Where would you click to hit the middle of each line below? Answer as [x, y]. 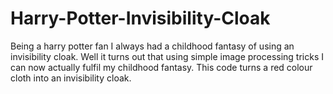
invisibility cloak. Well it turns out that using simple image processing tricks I [167, 56]
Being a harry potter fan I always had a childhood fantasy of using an [152, 46]
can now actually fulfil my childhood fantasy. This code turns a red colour [161, 67]
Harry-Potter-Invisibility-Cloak [140, 18]
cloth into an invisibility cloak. [71, 78]
